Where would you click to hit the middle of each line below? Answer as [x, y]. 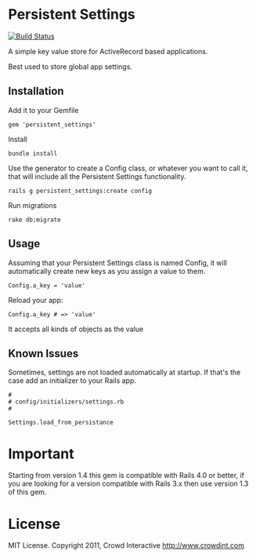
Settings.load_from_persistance [61, 423]
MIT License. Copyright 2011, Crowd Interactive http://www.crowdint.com [126, 545]
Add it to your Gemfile [43, 110]
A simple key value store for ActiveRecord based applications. [108, 51]
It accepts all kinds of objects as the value [76, 329]
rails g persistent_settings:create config [80, 191]
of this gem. [27, 492]
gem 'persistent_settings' [52, 124]
